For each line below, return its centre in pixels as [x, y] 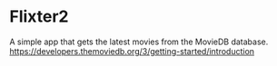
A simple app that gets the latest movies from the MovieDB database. [139, 42]
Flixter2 [39, 17]
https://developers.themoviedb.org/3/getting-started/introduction [132, 51]
